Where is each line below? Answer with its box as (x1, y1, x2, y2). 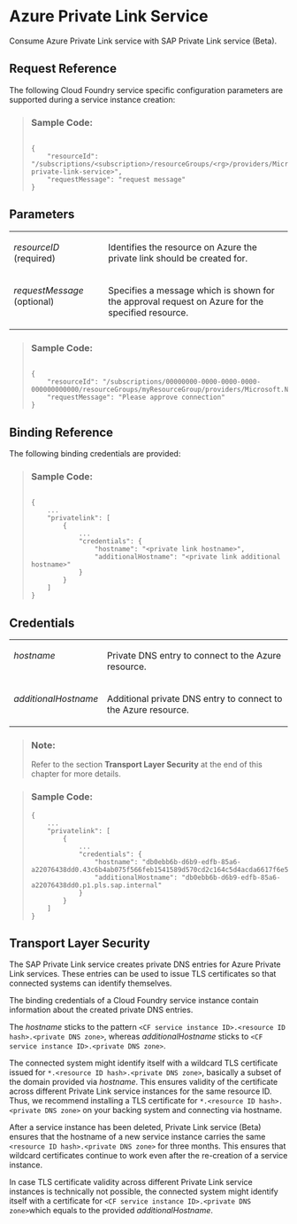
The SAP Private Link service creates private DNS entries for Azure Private (9, 959, 281, 970)
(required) (13, 252, 56, 264)
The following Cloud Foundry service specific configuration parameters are (9, 84, 284, 95)
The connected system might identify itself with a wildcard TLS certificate (9, 1057, 278, 1069)
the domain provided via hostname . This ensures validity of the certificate (9, 1077, 278, 1088)
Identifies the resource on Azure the (108, 241, 258, 253)
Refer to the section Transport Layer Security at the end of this (30, 760, 263, 770)
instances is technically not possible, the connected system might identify (9, 1186, 278, 1197)
